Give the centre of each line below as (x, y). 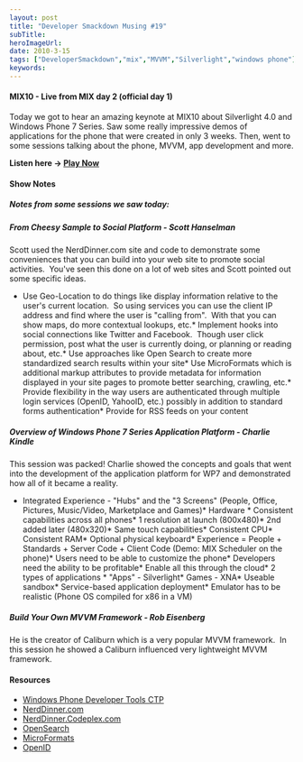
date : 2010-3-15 (40, 51)
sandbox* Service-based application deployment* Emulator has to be (151, 586)
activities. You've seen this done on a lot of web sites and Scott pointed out (150, 269)
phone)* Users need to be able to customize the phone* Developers (149, 558)
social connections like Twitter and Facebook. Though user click (143, 335)
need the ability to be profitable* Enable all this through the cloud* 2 (149, 567)
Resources (30, 679)
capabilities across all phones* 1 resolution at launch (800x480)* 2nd (151, 519)
